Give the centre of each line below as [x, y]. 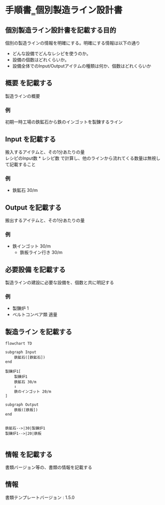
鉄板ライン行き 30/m [41, 252]
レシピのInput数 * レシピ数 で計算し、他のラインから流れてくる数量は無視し [83, 158]
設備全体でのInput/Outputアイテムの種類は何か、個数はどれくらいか [82, 66]
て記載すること [20, 164]
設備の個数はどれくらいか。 [41, 60]
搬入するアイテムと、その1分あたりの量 [45, 152]
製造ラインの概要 [23, 96]
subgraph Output [22, 405]
